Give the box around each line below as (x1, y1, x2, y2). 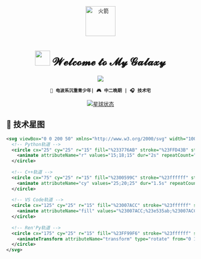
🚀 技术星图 (6, 120, 45, 130)
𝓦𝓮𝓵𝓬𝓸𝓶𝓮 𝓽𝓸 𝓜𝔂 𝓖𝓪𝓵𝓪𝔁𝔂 (52, 55, 166, 69)
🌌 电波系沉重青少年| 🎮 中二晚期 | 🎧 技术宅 (50, 87, 151, 93)
